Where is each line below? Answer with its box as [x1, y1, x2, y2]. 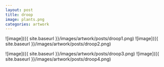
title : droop [5, 12, 33, 17]
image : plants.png [5, 17, 45, 22]
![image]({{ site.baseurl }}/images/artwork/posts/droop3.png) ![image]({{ [5, 51, 160, 57]
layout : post [5, 7, 33, 13]
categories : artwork [5, 21, 50, 27]
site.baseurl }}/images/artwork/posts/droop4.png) [5, 56, 111, 62]
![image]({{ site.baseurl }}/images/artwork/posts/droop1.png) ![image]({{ [5, 36, 158, 42]
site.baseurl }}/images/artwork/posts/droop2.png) [5, 41, 111, 47]
